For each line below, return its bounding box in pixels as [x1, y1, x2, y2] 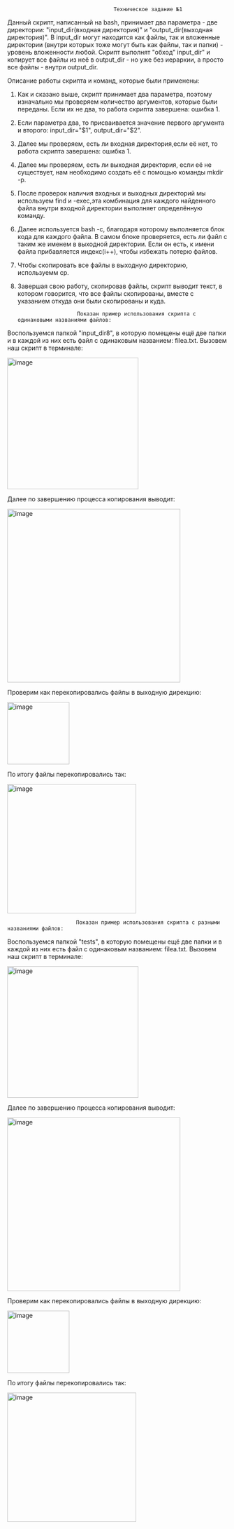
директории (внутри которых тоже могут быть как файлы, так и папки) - [7, 41, 224, 48]
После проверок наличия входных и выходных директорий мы [17, 189, 206, 197]
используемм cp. [17, 269, 70, 276]
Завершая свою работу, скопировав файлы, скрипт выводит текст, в [17, 282, 223, 290]
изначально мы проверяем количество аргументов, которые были [17, 97, 218, 106]
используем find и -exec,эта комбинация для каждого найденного [17, 196, 217, 205]
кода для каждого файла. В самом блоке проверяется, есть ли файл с [17, 233, 228, 240]
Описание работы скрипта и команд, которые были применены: [7, 76, 200, 85]
